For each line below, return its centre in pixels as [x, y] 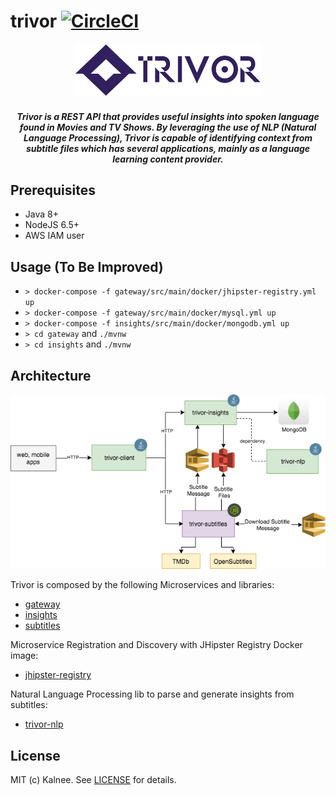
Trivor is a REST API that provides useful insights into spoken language [168, 116]
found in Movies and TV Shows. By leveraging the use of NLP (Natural [168, 127]
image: [24, 656]
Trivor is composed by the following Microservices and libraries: [142, 585]
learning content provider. [168, 159]
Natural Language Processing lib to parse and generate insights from [152, 694]
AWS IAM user [54, 236]
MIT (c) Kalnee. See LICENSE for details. [93, 780]
